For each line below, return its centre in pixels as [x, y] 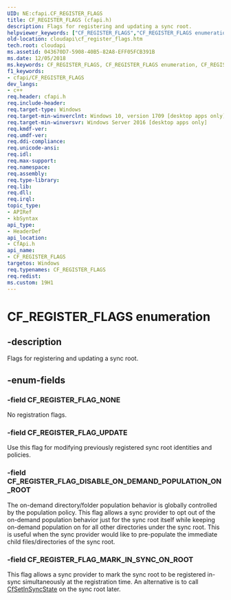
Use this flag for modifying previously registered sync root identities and [109, 448]
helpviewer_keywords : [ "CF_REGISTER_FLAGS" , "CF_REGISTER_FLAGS [100, 33]
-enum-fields [36, 380]
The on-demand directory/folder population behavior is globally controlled [112, 505]
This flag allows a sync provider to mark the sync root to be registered [107, 574]
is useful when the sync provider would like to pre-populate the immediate [112, 534]
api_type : [21, 225]
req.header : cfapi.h [37, 97]
